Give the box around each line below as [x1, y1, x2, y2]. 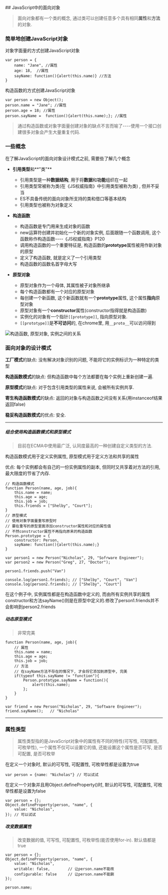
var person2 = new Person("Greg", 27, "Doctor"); [5, 560, 111, 565]
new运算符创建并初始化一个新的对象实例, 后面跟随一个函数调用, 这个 [19, 230, 161, 236]
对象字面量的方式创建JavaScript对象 [5, 48, 80, 54]
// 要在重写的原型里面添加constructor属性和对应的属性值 [5, 523, 111, 528]
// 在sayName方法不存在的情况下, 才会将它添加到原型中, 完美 [14, 669, 127, 674]
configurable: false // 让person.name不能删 [14, 872, 114, 877]
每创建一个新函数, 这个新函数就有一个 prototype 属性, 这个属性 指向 [19, 295, 156, 301]
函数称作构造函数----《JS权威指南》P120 [19, 236, 105, 242]
